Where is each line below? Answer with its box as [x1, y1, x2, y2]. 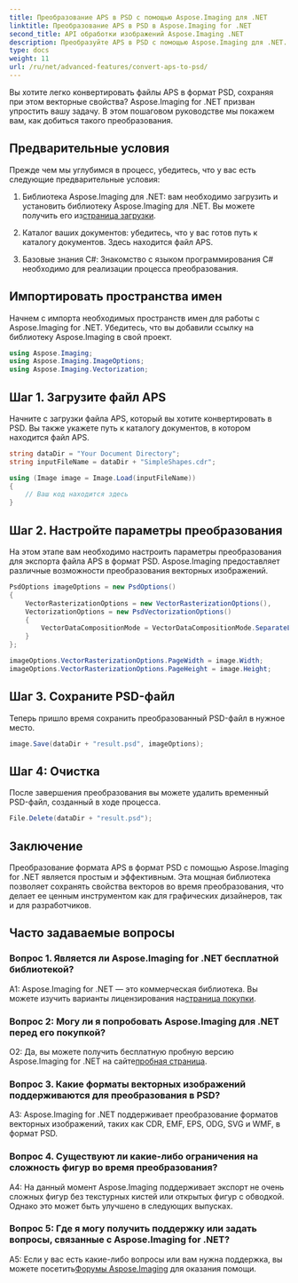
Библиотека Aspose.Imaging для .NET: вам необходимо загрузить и [21, 191, 278, 202]
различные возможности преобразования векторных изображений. [9, 566, 269, 575]
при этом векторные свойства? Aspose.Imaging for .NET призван [9, 96, 255, 107]
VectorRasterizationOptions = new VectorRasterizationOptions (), [25, 598, 272, 608]
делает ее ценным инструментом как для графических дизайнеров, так [9, 890, 283, 901]
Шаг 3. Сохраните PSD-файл [9, 689, 176, 704]
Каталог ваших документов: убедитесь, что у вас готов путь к [21, 227, 258, 238]
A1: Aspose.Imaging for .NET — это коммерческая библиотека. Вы [9, 983, 259, 994]
